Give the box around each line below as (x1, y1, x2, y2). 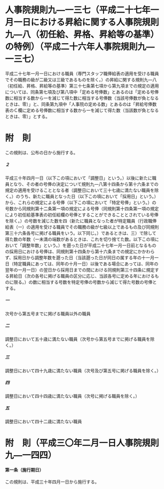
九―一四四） (5, 449, 57, 461)
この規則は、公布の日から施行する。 (5, 149, 78, 155)
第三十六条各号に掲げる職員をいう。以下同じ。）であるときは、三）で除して (5, 230, 157, 236)
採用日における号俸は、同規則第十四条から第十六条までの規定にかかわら (9, 248, 155, 254)
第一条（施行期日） (5, 467, 44, 473)
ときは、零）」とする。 (5, 113, 50, 119)
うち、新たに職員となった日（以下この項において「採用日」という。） (20, 193, 159, 199)
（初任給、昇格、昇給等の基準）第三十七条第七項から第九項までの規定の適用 (5, 83, 159, 89)
